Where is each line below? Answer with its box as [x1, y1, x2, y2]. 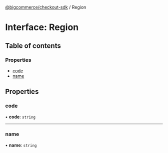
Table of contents [5, 41, 61, 50]
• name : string [5, 142, 37, 148]
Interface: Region [5, 22, 79, 33]
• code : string [5, 114, 36, 120]
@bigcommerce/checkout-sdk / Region [5, 4, 86, 10]
